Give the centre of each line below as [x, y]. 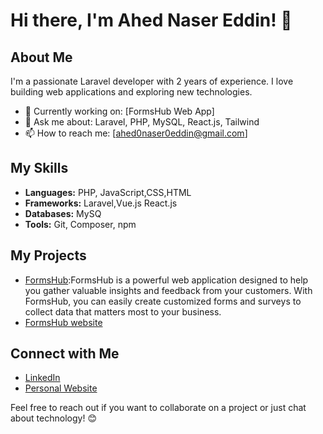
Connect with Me [65, 354]
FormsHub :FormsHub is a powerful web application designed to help [166, 280]
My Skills [39, 168]
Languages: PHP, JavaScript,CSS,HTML [108, 192]
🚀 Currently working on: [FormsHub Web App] [119, 111]
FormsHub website [63, 322]
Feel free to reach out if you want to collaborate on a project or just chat [158, 408]
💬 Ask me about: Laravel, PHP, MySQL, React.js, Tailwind [142, 122]
